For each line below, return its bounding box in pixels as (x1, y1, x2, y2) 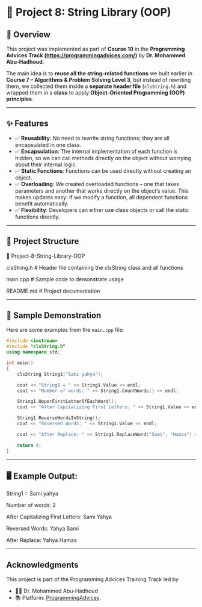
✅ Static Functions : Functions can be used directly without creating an (14, 167, 191, 174)
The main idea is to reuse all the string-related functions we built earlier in (6, 70, 193, 77)
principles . (6, 96, 34, 102)
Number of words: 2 (6, 502, 56, 509)
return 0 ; (17, 442, 42, 448)
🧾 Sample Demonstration (6, 310, 102, 321)
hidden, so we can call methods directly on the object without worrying (14, 154, 191, 161)
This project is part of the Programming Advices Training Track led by (6, 576, 179, 583)
